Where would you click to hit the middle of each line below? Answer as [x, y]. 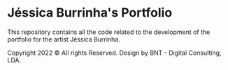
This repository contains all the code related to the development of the [109, 32]
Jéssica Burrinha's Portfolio [90, 13]
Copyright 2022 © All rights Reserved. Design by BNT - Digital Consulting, [114, 53]
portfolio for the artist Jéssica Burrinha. [64, 39]
